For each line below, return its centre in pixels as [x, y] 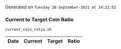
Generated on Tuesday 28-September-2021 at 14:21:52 [60, 7]
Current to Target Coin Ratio [40, 19]
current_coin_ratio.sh [28, 30]
